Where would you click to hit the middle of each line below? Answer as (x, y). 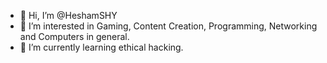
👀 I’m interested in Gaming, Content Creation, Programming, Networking (168, 26)
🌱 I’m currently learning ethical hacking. (101, 47)
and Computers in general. (74, 36)
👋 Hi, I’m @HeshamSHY (68, 15)
